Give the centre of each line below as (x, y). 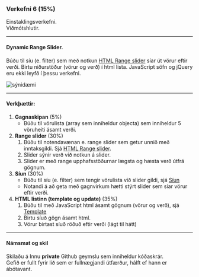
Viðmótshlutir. (23, 28)
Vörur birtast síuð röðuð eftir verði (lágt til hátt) (80, 224)
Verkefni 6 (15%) (31, 9)
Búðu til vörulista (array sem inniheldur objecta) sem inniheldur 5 (102, 123)
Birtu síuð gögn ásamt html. (57, 218)
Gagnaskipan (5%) (38, 117)
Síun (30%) (29, 173)
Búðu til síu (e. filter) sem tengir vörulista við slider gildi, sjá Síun (102, 180)
